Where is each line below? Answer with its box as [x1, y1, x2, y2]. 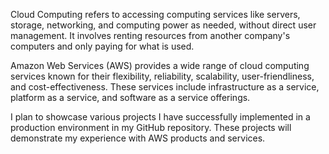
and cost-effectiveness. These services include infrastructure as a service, [10, 81, 320, 93]
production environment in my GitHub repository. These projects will [10, 122, 292, 133]
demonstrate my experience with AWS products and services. [10, 132, 266, 144]
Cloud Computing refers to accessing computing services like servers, [10, 9, 301, 20]
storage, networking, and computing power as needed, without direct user [10, 19, 317, 31]
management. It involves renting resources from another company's [10, 30, 291, 41]
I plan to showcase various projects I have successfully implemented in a [10, 111, 311, 123]
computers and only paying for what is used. [10, 40, 195, 52]
